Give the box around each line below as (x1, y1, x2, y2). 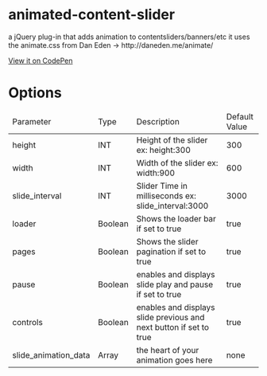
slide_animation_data (12, 349, 91, 360)
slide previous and (136, 311, 205, 323)
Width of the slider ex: (136, 157, 219, 168)
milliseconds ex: (136, 190, 196, 201)
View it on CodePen (8, 56, 73, 65)
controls (12, 316, 44, 327)
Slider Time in (136, 180, 188, 191)
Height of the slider (136, 134, 208, 145)
